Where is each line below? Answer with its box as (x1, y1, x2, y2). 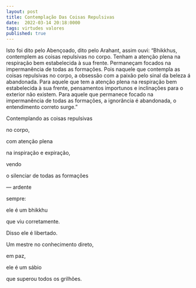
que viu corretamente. (6, 218, 60, 225)
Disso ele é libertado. (6, 229, 58, 237)
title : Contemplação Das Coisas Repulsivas (6, 14, 115, 20)
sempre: (6, 195, 27, 202)
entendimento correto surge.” (6, 103, 78, 111)
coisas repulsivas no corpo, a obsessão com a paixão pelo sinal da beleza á (6, 72, 191, 79)
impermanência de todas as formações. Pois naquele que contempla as (6, 66, 181, 73)
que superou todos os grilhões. (6, 276, 82, 283)
